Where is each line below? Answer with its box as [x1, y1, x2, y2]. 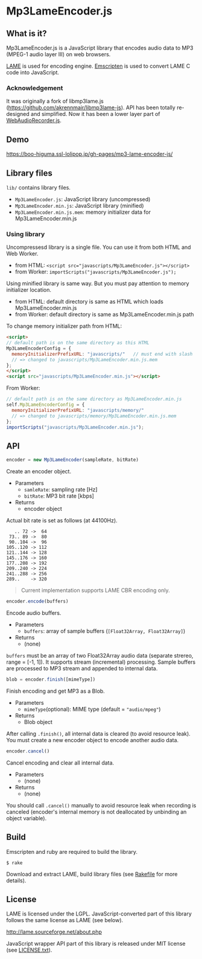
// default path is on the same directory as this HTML [6, 340, 150, 346]
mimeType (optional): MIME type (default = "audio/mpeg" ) [24, 705, 161, 713]
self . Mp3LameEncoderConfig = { [6, 402, 85, 408]
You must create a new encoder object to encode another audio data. [6, 736, 179, 743]
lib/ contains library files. [6, 184, 71, 191]
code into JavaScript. [6, 69, 59, 76]
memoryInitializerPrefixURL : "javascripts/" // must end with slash [11, 351, 193, 357]
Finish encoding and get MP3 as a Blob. [6, 687, 106, 694]
